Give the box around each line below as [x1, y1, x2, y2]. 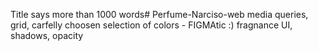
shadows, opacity [10, 30, 84, 41]
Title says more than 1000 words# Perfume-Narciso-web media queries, [10, 9, 309, 20]
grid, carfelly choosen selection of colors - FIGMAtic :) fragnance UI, [10, 19, 293, 31]
